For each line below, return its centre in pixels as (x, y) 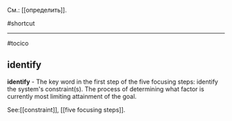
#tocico (18, 43)
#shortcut (21, 23)
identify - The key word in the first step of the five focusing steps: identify (113, 82)
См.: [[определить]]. (37, 10)
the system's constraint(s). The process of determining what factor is (106, 89)
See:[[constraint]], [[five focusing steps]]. (66, 109)
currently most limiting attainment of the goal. (72, 96)
